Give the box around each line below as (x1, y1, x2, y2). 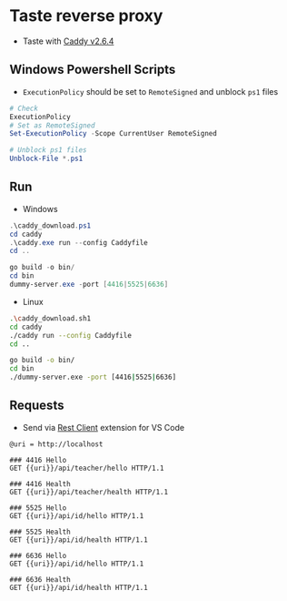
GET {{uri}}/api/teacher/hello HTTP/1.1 (9, 463, 165, 473)
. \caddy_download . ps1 (9, 220, 92, 230)
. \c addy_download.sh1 (9, 313, 92, 323)
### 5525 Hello (9, 503, 67, 513)
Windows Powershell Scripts (9, 62, 176, 77)
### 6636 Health (9, 575, 71, 584)
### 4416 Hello (9, 455, 67, 464)
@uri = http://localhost (9, 439, 104, 449)
